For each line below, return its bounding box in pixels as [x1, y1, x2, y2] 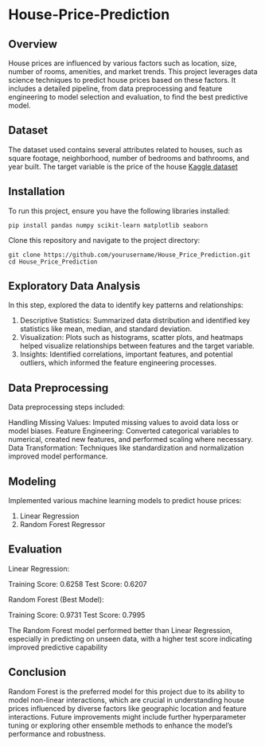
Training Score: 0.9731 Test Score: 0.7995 [8, 610, 146, 619]
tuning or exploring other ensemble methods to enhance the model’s [8, 721, 233, 730]
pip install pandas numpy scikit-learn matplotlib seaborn [8, 221, 208, 229]
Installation [8, 185, 65, 198]
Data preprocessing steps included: [8, 402, 125, 412]
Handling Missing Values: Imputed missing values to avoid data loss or [8, 418, 239, 428]
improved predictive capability [8, 642, 108, 652]
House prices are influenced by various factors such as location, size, [8, 58, 237, 68]
